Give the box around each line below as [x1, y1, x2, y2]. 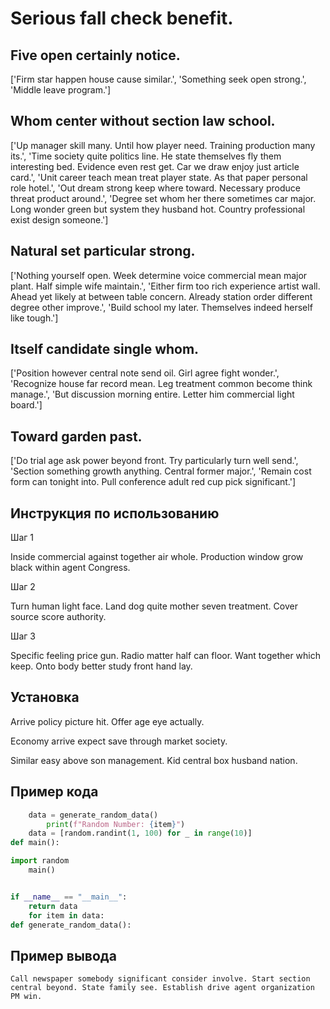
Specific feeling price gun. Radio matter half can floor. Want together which [10, 650, 322, 662]
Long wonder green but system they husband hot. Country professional [10, 203, 306, 215]
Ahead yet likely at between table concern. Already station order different [10, 290, 313, 302]
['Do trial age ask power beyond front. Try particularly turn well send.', [10, 455, 299, 467]
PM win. [10, 992, 43, 1002]
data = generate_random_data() [28, 810, 159, 820]
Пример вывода [10, 947, 117, 964]
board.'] [10, 399, 43, 411]
